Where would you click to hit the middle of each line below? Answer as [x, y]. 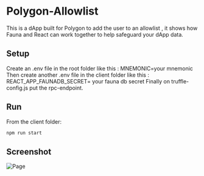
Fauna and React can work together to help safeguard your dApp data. [95, 34]
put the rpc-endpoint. [56, 88]
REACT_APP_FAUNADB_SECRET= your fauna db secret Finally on [88, 81]
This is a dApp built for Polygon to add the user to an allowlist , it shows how [102, 28]
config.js [17, 88]
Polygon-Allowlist [52, 11]
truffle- [180, 81]
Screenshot [29, 151]
